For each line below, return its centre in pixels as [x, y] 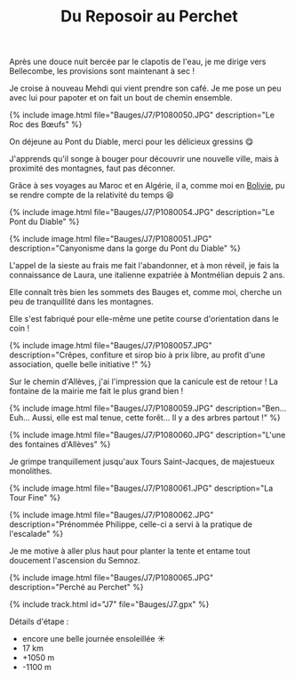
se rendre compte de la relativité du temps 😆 [92, 195]
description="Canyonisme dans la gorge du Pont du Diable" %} [125, 248]
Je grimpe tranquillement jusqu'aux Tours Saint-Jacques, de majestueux [142, 462]
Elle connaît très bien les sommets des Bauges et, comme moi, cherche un [146, 292]
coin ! [20, 328]
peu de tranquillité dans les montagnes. [81, 302]
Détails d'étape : [39, 622]
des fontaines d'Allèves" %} [60, 444]
